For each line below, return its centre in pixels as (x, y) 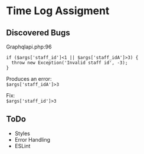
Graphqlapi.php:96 (29, 47)
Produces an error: (29, 79)
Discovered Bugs (38, 33)
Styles (22, 133)
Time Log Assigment (58, 11)
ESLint (22, 146)
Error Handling (32, 139)
